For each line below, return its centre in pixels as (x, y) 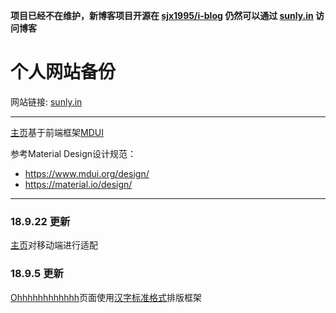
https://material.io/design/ (78, 184)
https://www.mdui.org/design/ (87, 173)
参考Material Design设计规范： (73, 153)
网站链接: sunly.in (46, 101)
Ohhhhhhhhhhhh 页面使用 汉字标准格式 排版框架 (106, 297)
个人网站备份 (63, 72)
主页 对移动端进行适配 (54, 245)
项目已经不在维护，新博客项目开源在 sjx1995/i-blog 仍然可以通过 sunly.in (162, 15)
